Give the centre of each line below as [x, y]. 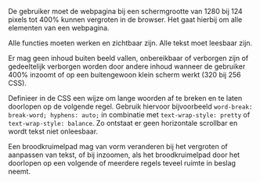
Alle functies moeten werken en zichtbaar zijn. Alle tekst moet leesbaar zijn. [130, 43]
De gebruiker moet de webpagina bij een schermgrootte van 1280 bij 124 [125, 11]
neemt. [20, 171]
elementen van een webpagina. [59, 28]
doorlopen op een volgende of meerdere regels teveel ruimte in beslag [122, 163]
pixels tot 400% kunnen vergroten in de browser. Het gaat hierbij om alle [125, 20]
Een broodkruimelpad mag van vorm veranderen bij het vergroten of [118, 146]
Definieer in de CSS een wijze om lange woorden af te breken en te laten [125, 98]
